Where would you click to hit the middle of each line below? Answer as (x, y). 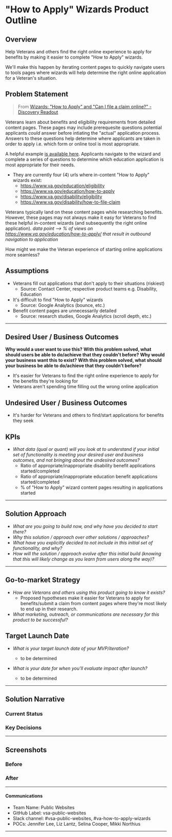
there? (19, 532)
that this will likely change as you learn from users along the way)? (83, 559)
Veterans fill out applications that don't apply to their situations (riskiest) (89, 283)
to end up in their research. (49, 609)
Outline (21, 20)
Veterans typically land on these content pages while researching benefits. (84, 212)
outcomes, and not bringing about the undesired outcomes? (76, 460)
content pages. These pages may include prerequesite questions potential (84, 128)
